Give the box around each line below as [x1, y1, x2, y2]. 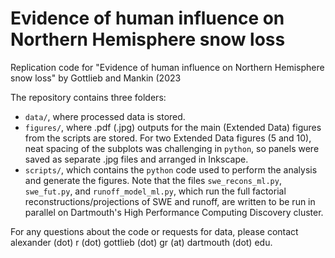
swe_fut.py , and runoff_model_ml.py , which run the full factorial [24, 185, 287, 197]
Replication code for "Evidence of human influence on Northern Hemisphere [10, 61, 325, 73]
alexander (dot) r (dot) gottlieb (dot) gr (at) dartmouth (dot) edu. [10, 236, 273, 248]
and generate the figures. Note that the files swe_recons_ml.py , [24, 174, 282, 186]
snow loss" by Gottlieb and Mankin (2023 [10, 72, 182, 84]
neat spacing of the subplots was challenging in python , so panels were [24, 142, 320, 154]
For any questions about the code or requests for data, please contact [10, 225, 299, 237]
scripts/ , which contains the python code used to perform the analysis [24, 163, 318, 176]
